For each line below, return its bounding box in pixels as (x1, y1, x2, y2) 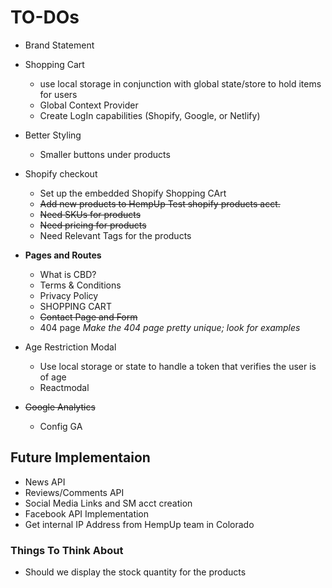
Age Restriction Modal (24, 341, 117, 353)
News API (24, 476, 66, 488)
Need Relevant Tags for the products (39, 229, 192, 241)
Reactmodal (39, 381, 90, 393)
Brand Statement (24, 39, 95, 51)
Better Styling (24, 129, 82, 141)
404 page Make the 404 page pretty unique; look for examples (39, 321, 301, 333)
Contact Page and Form (39, 311, 138, 323)
